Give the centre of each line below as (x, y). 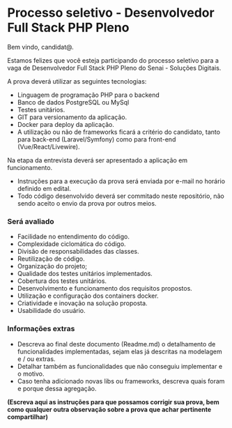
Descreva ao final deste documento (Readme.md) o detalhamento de (116, 344)
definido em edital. (44, 188)
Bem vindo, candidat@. (41, 47)
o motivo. (31, 374)
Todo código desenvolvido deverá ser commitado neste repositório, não (121, 196)
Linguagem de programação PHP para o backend (88, 95)
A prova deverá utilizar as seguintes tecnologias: (77, 81)
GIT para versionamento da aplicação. (72, 117)
